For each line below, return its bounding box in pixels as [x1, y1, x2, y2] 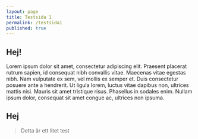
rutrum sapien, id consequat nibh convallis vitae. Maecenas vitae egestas [6, 69, 186, 76]
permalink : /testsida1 [6, 20, 62, 25]
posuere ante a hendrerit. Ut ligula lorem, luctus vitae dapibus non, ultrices [6, 82, 189, 89]
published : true [6, 25, 46, 31]
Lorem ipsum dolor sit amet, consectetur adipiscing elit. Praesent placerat [6, 63, 187, 70]
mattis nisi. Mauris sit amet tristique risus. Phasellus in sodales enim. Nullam [6, 88, 193, 95]
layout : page [6, 8, 39, 15]
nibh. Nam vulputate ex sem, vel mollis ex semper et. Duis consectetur [6, 75, 178, 83]
